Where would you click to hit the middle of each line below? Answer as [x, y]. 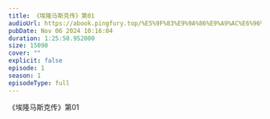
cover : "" [25, 53]
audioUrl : [25, 23]
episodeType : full [39, 83]
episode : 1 [27, 68]
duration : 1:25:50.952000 [51, 38]
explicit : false [35, 61]
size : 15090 [28, 46]
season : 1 [25, 76]
